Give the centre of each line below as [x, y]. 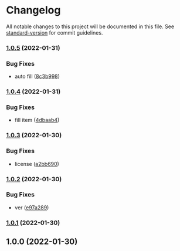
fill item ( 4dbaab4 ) [37, 120]
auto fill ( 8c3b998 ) [37, 76]
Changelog [33, 10]
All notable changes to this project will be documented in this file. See [90, 26]
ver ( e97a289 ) [32, 207]
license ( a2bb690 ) [37, 164]
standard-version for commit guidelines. [55, 32]
